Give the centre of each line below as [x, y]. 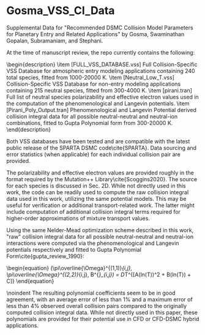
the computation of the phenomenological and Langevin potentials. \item [98, 103]
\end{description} [28, 129]
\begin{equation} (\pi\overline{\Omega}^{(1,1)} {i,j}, [69, 268]
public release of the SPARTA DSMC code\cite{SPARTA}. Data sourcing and [102, 148]
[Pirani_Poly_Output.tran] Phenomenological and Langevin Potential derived [102, 110]
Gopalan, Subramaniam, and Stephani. [55, 40]
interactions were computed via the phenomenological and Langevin [93, 243]
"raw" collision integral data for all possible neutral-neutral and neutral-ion [100, 236]
